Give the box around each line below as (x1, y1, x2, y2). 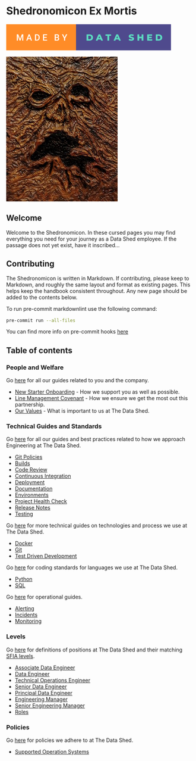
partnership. (14, 401, 45, 408)
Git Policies (14, 454, 43, 461)
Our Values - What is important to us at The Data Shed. (14, 407, 150, 414)
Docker (14, 540, 33, 547)
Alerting (14, 605, 34, 612)
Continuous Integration (14, 472, 71, 480)
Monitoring (14, 617, 42, 625)
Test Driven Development (14, 553, 77, 560)
